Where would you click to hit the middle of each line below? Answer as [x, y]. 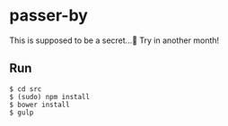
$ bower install [39, 105]
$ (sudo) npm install [50, 97]
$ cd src [26, 89]
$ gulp [22, 113]
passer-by [48, 16]
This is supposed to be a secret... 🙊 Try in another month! [114, 40]
